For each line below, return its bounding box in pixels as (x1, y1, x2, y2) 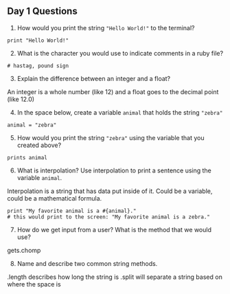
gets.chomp (7, 246, 41, 254)
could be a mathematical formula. (7, 194, 102, 202)
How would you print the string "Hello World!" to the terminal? (16, 23, 195, 32)
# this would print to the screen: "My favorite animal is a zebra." (7, 213, 211, 220)
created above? (16, 141, 62, 149)
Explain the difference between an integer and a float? (16, 74, 171, 82)
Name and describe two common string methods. (16, 259, 158, 267)
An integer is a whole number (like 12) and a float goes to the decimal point (7, 87, 219, 95)
